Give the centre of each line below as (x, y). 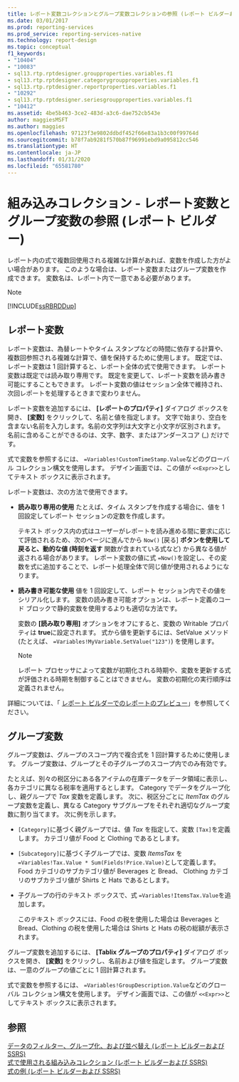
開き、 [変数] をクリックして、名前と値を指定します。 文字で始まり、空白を (117, 417)
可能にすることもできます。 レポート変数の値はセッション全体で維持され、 (117, 384)
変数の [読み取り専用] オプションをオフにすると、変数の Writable (113, 623)
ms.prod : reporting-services (51, 27)
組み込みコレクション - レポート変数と (119, 203)
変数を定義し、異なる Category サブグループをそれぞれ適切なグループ (122, 805)
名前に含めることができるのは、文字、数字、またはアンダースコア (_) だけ (115, 435)
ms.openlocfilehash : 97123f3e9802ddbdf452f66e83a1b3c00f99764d (103, 133)
